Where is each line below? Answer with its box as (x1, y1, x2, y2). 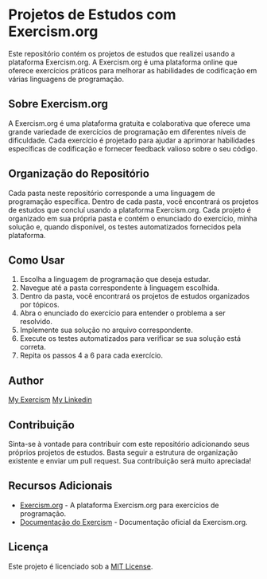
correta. (19, 342, 46, 352)
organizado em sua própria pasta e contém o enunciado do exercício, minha (8, 213, 257, 223)
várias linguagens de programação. (8, 74, 125, 84)
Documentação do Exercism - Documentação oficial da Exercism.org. (19, 517, 248, 526)
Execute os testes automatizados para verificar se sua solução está (19, 334, 241, 343)
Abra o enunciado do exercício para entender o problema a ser (19, 308, 226, 318)
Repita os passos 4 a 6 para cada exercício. (19, 350, 163, 360)
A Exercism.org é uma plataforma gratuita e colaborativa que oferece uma (8, 118, 250, 128)
